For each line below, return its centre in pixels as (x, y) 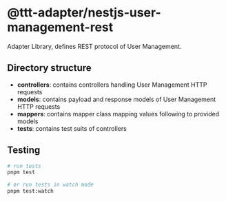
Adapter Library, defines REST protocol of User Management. (94, 46)
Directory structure (49, 68)
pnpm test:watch (30, 191)
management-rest (60, 27)
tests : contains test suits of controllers (72, 128)
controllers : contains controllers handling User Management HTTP (112, 85)
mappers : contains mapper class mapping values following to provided (118, 114)
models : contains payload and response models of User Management (116, 99)
